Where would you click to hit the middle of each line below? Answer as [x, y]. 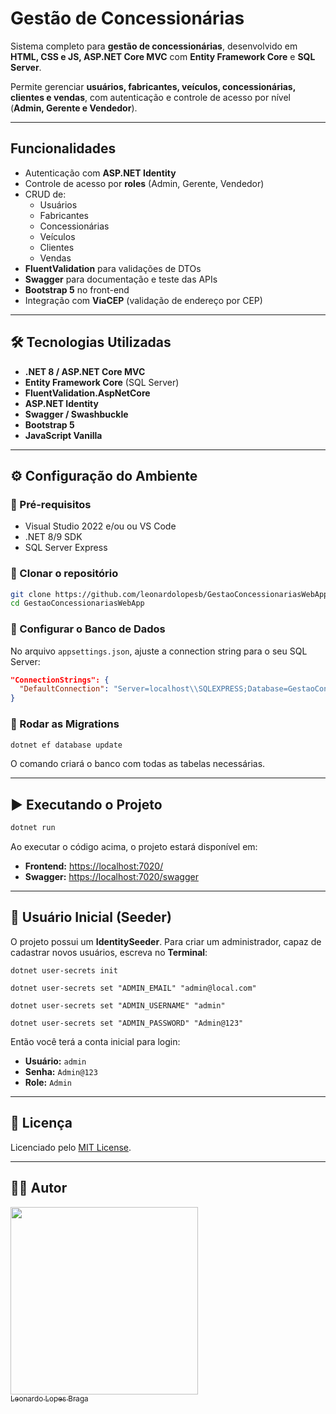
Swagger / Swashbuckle [76, 414]
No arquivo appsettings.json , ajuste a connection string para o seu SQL [159, 651]
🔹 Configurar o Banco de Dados [88, 629]
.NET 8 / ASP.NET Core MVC [85, 371]
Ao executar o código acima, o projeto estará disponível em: [134, 847]
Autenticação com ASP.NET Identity [100, 173]
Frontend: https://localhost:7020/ [94, 866]
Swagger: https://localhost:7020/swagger [111, 877]
